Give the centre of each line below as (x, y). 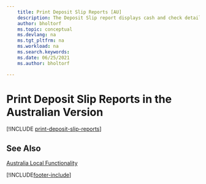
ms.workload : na (38, 47)
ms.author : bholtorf (44, 63)
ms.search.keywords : (44, 52)
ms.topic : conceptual (45, 29)
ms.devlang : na (37, 35)
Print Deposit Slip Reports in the (89, 99)
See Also (24, 148)
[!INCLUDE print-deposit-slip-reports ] (54, 129)
